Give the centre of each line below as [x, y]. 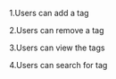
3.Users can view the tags [57, 48]
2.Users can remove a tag [57, 30]
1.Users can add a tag [49, 13]
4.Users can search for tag [58, 65]
